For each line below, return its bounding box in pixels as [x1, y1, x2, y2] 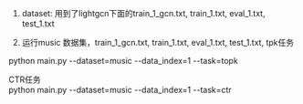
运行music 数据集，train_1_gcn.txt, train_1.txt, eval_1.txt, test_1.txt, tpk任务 [21, 37, 294, 47]
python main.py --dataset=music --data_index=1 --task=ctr [8, 85, 232, 95]
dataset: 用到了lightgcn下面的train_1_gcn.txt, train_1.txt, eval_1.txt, [21, 8, 266, 18]
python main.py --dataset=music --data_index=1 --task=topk [8, 56, 238, 66]
